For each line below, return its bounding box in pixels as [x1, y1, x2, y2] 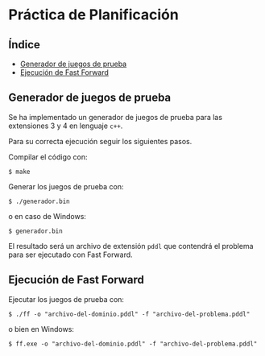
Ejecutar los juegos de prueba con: [8, 294, 125, 304]
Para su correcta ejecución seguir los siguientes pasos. [8, 136, 193, 146]
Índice [8, 38, 40, 52]
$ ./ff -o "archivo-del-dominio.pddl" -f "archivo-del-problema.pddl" [8, 310, 251, 318]
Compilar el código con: [8, 151, 88, 162]
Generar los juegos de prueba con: [8, 181, 124, 191]
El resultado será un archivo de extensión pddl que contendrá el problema [8, 241, 254, 250]
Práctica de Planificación [8, 6, 179, 24]
